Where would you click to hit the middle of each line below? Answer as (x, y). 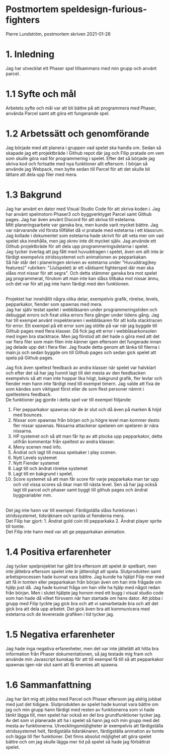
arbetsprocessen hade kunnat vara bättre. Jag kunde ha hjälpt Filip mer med (85, 577)
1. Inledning (30, 54)
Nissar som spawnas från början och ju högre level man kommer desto (86, 420)
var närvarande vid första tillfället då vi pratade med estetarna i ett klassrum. (85, 230)
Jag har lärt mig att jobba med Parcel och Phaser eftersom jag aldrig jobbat (83, 699)
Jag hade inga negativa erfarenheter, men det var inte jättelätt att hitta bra (82, 648)
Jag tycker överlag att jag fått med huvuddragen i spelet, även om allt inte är (85, 251)
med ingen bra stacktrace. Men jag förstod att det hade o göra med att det (83, 336)
